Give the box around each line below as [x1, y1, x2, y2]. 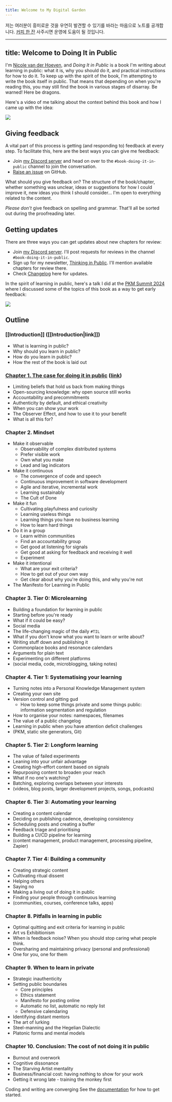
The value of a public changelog [12, 718, 81, 724]
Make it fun [12, 500, 37, 507]
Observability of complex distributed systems [20, 446, 117, 452]
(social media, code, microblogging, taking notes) [12, 661, 118, 667]
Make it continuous [12, 468, 53, 474]
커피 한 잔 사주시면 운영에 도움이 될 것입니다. [16, 29, 105, 35]
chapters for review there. [12, 265, 68, 271]
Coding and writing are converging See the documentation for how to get [5, 1086, 160, 1092]
